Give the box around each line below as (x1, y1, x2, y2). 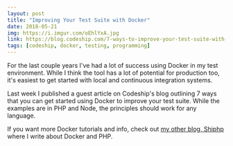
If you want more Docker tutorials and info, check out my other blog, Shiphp (7, 125, 224, 133)
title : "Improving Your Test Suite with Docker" (7, 17, 150, 24)
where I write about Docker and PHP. (7, 132, 113, 140)
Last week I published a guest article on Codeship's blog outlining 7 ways (7, 89, 217, 98)
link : (7, 36, 23, 43)
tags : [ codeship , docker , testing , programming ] (7, 42, 150, 49)
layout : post (7, 10, 45, 17)
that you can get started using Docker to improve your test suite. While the (7, 97, 220, 104)
